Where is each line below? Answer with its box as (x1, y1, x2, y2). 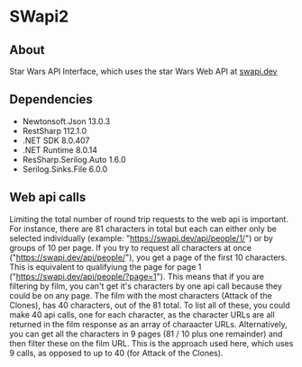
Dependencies (9, 92, 93, 107)
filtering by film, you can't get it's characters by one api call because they (9, 281, 282, 291)
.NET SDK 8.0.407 (22, 135, 90, 146)
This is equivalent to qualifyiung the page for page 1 (9, 261, 202, 272)
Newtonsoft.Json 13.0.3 (22, 115, 111, 127)
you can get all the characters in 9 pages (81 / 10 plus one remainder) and (9, 328, 283, 339)
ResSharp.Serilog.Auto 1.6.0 (22, 154, 126, 165)
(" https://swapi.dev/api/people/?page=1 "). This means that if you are (9, 271, 264, 282)
